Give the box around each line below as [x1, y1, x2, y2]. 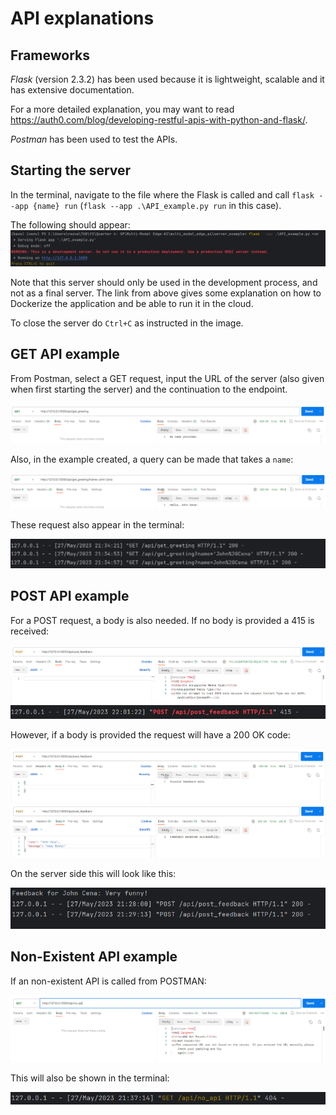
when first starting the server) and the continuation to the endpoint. [10, 383, 288, 395]
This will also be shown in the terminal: [10, 1072, 170, 1084]
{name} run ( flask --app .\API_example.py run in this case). [32, 199, 282, 211]
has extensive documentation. [10, 84, 135, 96]
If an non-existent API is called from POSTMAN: [10, 975, 207, 987]
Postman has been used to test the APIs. [10, 133, 178, 145]
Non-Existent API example [10, 948, 178, 966]
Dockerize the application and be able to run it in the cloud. [10, 297, 254, 309]
